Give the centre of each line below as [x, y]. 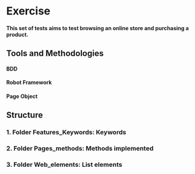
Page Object [22, 96]
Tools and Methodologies [55, 53]
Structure [25, 115]
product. [18, 34]
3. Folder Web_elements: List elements [64, 165]
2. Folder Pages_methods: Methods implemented [80, 149]
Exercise [28, 11]
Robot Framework [29, 82]
